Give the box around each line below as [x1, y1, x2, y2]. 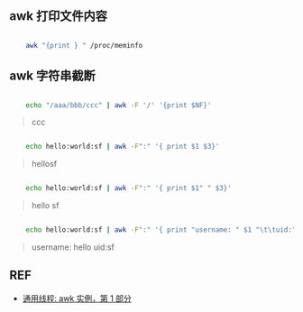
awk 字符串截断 [9, 69, 96, 84]
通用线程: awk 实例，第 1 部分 [22, 292, 133, 304]
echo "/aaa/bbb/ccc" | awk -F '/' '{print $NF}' [25, 100, 212, 110]
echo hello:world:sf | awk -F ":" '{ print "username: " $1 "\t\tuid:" [25, 225, 297, 234]
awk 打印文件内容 [9, 8, 108, 24]
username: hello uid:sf [31, 242, 115, 252]
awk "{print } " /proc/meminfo [25, 41, 143, 50]
